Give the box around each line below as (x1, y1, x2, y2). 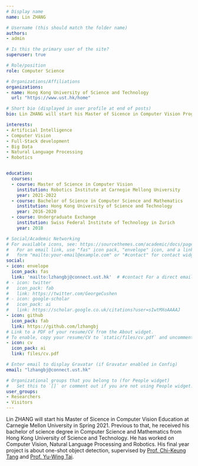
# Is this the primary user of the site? (6, 47, 110, 52)
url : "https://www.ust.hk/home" (11, 95, 91, 101)
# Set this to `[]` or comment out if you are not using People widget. (6, 383, 194, 389)
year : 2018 (16, 225, 44, 231)
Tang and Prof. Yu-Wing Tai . (6, 453, 74, 460)
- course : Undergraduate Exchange (11, 214, 96, 220)
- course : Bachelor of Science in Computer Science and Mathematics (11, 198, 183, 204)
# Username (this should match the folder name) (6, 25, 128, 31)
